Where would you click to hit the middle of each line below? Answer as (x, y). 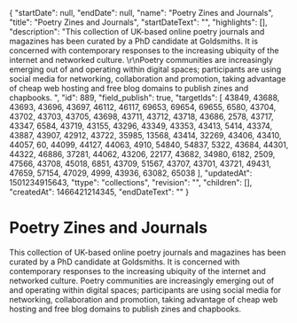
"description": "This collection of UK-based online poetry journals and (137, 32)
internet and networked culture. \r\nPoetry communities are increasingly (141, 60)
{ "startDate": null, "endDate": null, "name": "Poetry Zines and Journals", (141, 13)
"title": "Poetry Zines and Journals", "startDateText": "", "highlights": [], (138, 22)
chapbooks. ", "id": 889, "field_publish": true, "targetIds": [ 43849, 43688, (145, 98)
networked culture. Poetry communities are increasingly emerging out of (142, 280)
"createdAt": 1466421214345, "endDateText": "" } (99, 192)
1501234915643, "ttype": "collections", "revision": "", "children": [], (131, 182)
